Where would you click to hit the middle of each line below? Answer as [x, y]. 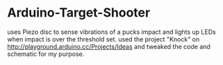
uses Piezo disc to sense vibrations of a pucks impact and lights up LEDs [112, 32]
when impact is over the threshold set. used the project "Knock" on [104, 39]
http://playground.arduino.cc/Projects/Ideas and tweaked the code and [109, 46]
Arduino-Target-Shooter [79, 13]
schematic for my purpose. [46, 54]
